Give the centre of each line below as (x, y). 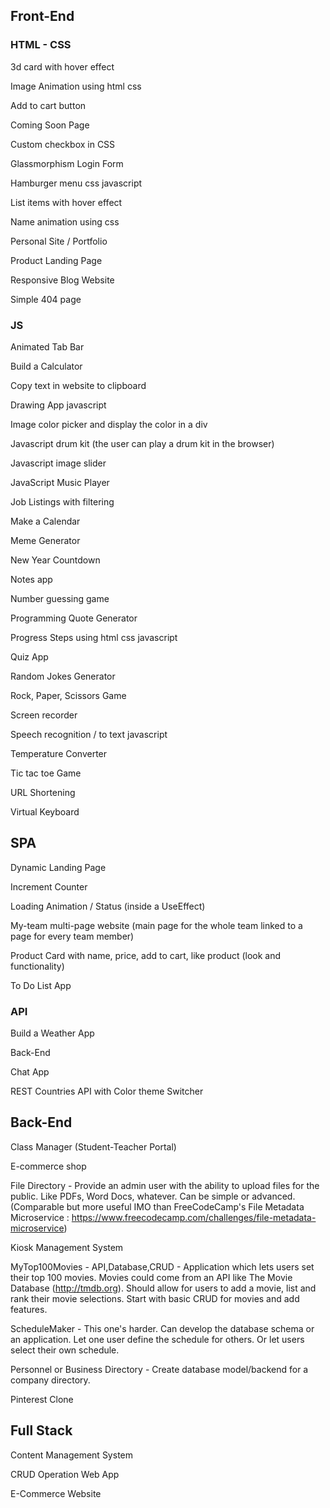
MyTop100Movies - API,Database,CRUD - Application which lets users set (162, 1266)
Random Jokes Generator (63, 676)
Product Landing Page (56, 260)
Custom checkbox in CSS (63, 144)
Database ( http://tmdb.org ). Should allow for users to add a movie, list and (163, 1288)
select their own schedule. (65, 1350)
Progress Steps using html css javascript (94, 637)
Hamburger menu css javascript (76, 183)
